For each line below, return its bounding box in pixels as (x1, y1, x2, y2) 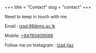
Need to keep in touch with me (4, 14, 67, 19)
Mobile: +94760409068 (4, 33, 54, 38)
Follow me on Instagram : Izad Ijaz (4, 42, 74, 48)
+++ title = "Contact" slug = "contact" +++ (4, 4, 92, 10)
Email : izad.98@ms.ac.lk (4, 23, 56, 29)
